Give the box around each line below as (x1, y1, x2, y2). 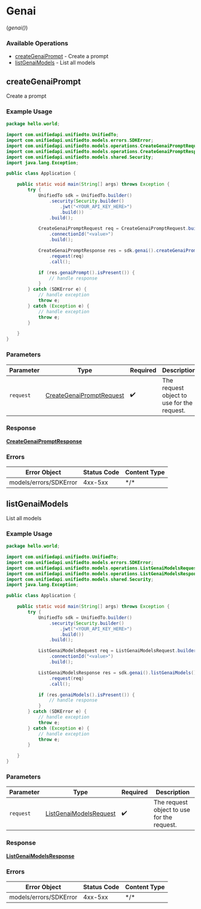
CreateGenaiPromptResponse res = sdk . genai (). (38, 248, 157, 254)
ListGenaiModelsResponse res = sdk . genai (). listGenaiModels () (38, 670, 197, 676)
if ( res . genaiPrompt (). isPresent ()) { (38, 269, 135, 275)
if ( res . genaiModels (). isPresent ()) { (38, 692, 135, 698)
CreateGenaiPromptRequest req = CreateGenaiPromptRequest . (38, 226, 188, 232)
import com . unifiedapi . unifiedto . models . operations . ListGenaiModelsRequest (6, 565, 199, 571)
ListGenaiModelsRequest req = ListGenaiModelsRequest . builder (38, 648, 197, 654)
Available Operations (6, 39, 69, 47)
